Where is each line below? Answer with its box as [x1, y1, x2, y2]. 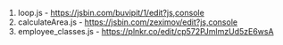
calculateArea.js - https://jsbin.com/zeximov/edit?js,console [17, 17, 238, 27]
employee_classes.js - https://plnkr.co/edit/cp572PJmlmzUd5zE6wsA [17, 26, 274, 36]
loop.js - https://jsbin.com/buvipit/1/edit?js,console [17, 8, 205, 18]
